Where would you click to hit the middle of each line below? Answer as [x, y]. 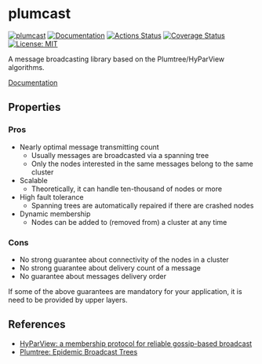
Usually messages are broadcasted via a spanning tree [120, 155]
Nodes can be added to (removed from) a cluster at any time [129, 222]
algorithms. [26, 67]
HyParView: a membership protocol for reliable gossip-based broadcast [136, 344]
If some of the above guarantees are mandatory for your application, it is [125, 291]
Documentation [33, 83]
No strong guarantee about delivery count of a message [110, 267]
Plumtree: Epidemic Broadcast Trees [78, 351]
